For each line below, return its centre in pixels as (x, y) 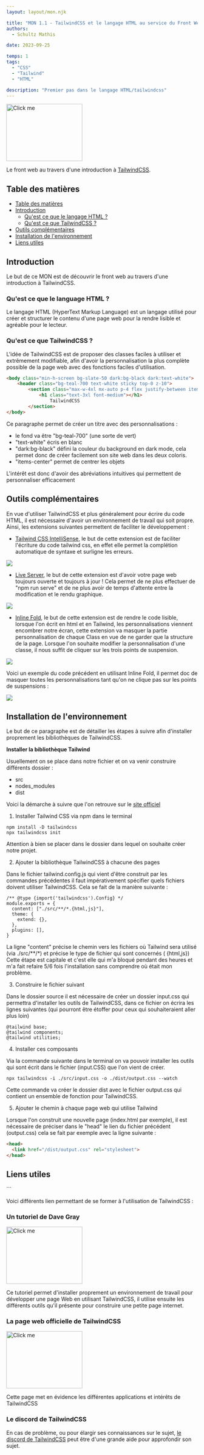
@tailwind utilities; (34, 1038)
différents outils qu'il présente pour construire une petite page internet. (95, 1306)
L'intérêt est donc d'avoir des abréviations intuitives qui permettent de (94, 473)
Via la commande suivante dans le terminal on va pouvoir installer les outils (100, 1061)
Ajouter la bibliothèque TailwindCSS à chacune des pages (87, 862)
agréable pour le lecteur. (37, 325)
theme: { (23, 914)
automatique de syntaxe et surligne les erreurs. (74, 551)
